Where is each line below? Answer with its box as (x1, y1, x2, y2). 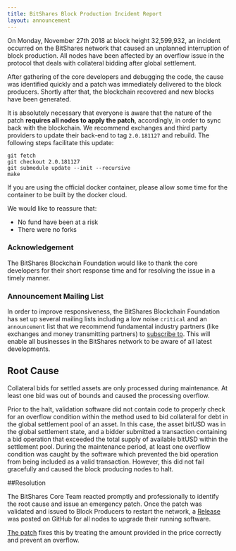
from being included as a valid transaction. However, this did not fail (7, 457, 204, 466)
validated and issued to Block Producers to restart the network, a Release (7, 507, 221, 515)
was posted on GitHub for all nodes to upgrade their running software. (7, 514, 211, 523)
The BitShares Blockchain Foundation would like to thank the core (7, 259, 198, 267)
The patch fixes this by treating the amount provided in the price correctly (7, 528, 222, 536)
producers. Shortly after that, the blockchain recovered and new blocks (7, 87, 215, 96)
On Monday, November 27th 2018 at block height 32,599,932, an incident (7, 36, 221, 44)
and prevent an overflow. (7, 535, 80, 544)
